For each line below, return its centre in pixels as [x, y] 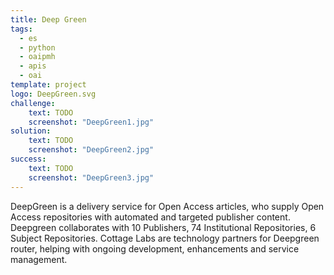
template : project [48, 85]
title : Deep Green [48, 19]
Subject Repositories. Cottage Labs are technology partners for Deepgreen [165, 238]
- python [37, 47]
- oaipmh [37, 57]
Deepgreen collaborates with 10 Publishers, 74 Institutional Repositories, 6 [163, 227]
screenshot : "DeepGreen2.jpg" [91, 150]
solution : [31, 131]
